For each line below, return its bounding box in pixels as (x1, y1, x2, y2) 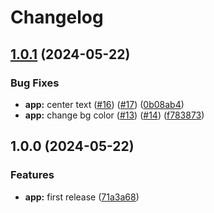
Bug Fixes (10, 76, 60, 90)
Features (10, 168, 55, 182)
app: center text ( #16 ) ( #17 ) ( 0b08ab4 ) (24, 98, 185, 110)
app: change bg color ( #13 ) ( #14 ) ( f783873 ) (24, 109, 205, 121)
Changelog (10, 6, 104, 29)
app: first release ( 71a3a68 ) (24, 191, 140, 203)
